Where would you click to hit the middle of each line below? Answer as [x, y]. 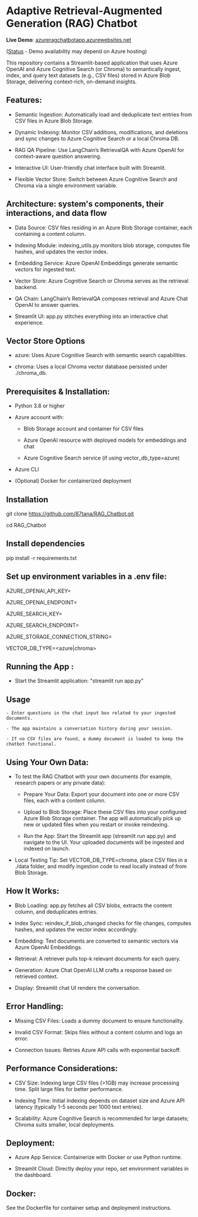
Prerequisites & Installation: [58, 391]
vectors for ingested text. [46, 269]
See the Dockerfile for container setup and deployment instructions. [89, 1208]
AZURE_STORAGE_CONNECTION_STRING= [59, 636]
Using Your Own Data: [48, 762]
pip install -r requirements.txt [41, 558]
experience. [29, 322]
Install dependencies [46, 544]
